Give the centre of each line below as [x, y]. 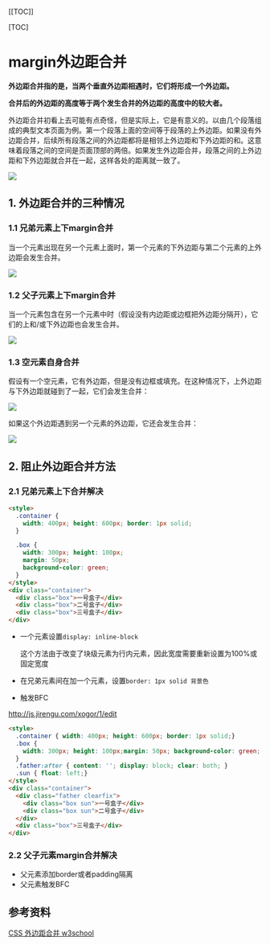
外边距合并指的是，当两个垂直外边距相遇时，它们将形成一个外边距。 [121, 86]
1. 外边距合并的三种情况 [66, 203]
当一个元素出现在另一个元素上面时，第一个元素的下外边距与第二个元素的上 [131, 247]
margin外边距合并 [67, 62]
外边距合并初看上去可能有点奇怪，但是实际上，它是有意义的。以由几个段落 [131, 120]
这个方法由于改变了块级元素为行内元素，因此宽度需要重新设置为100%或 [138, 654]
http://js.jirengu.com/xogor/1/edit [63, 714]
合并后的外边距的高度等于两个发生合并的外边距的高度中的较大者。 [117, 103]
